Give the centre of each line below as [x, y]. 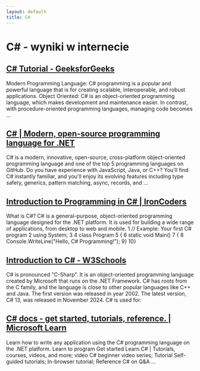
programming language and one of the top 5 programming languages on [95, 164]
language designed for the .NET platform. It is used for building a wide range [100, 222]
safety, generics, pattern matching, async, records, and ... [77, 183]
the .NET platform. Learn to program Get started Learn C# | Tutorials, [91, 349]
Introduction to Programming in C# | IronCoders [96, 202]
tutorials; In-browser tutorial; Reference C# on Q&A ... [90, 361]
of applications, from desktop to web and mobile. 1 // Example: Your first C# [99, 229]
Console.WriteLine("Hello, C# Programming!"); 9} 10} [71, 241]
